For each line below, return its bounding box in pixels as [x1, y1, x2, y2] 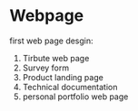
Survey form [22, 62, 70, 73]
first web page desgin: [9, 35, 94, 46]
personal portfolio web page [22, 91, 129, 102]
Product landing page [22, 71, 104, 82]
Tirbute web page [22, 52, 90, 63]
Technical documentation [22, 81, 118, 92]
